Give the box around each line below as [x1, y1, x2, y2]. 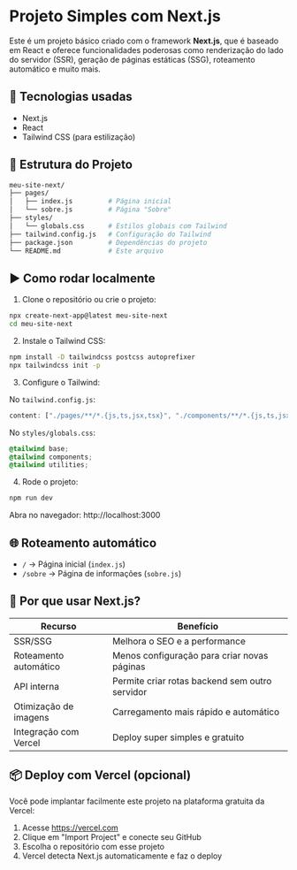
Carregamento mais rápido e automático [111, 706, 280, 718]
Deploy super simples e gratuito [111, 731, 245, 744]
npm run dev [9, 493, 53, 503]
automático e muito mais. [9, 64, 102, 74]
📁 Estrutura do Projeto [9, 157, 133, 172]
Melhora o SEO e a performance [111, 635, 246, 647]
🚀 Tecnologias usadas [9, 89, 133, 104]
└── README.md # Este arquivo [9, 246, 164, 256]
